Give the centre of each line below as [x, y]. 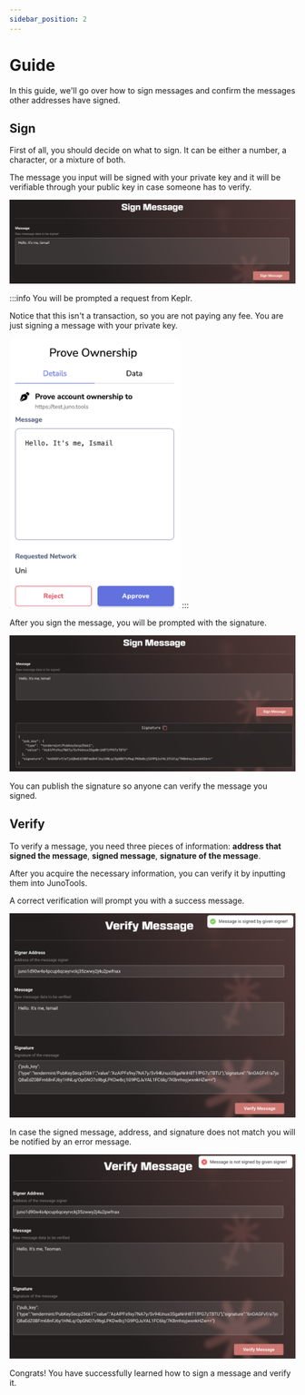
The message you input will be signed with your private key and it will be [145, 178]
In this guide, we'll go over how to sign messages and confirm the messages [152, 90]
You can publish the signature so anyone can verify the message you [138, 786]
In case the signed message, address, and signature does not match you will [152, 1132]
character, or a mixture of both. [68, 160]
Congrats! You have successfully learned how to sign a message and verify [150, 1373]
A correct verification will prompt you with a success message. [127, 900]
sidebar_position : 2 [49, 19]
